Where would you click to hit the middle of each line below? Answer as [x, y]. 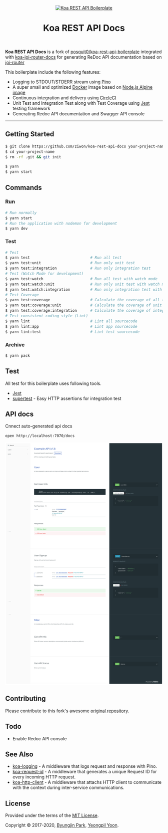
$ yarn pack [17, 355]
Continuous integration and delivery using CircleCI [64, 98]
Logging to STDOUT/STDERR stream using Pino [61, 82]
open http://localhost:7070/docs [40, 436]
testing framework [31, 108]
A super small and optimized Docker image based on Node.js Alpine [82, 87]
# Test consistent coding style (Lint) [47, 316]
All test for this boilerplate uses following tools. [53, 383]
